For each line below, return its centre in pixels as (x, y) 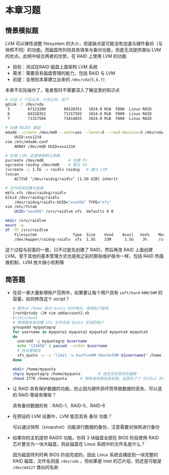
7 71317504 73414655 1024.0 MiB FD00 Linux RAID (79, 118)
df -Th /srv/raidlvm (27, 230)
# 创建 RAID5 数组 (23, 128)
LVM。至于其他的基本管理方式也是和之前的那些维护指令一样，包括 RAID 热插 (84, 256)
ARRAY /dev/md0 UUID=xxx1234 (45, 147)
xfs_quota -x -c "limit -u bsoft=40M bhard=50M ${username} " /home (90, 356)
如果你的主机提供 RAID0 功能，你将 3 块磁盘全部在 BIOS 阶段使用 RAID (86, 438)
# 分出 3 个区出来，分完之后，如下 (37, 100)
